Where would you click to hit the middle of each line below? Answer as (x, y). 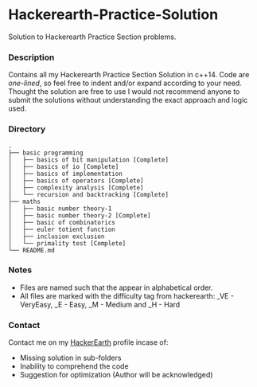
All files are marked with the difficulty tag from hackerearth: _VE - (127, 295)
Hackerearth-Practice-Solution (113, 15)
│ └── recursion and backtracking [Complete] (89, 194)
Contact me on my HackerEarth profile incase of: (88, 342)
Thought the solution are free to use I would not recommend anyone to (124, 92)
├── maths (25, 201)
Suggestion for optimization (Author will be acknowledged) (116, 375)
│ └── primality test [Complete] (67, 243)
